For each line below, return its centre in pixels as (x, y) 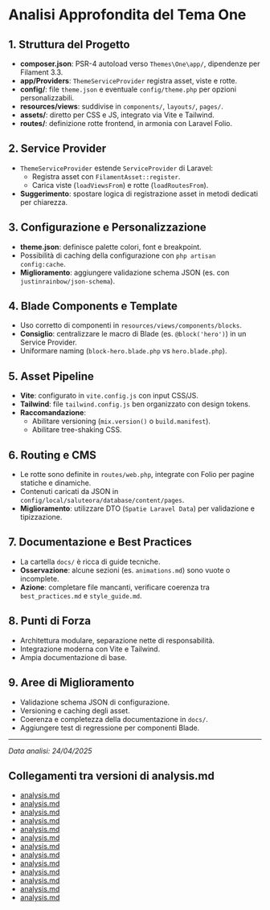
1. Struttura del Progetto (69, 45)
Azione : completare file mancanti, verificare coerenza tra (115, 587)
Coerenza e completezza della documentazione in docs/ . (114, 719)
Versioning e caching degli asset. (75, 710)
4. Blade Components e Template (93, 306)
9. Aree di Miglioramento (72, 683)
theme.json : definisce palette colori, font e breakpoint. (111, 247)
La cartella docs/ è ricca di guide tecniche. (90, 561)
